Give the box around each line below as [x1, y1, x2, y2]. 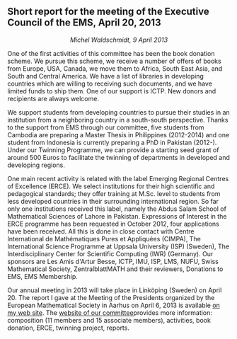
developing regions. [7, 161, 66, 169]
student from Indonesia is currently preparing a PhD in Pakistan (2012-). [7, 138, 217, 146]
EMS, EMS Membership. [7, 272, 78, 280]
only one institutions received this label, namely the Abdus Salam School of [7, 205, 226, 213]
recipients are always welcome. [7, 94, 99, 103]
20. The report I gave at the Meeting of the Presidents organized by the [7, 293, 215, 301]
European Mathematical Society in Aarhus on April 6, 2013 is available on [7, 301, 221, 309]
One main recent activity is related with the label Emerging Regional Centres [7, 174, 229, 183]
